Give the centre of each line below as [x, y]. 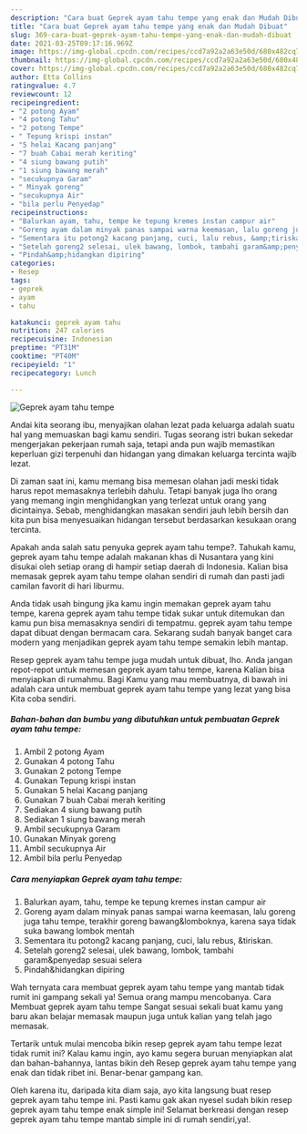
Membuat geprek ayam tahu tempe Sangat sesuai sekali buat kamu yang [147, 1006]
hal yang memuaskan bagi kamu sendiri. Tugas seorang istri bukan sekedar [152, 434]
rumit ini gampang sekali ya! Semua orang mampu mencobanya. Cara [141, 997]
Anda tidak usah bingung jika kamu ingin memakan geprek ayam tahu [141, 603]
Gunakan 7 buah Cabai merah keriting [95, 800]
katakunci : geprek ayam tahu [66, 322]
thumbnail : [31, 60]
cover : [23, 69]
